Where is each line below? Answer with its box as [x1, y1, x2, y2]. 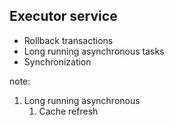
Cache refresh [38, 105, 99, 117]
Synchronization [23, 55, 92, 68]
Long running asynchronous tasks [23, 45, 165, 57]
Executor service [9, 8, 118, 25]
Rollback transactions [23, 34, 114, 46]
